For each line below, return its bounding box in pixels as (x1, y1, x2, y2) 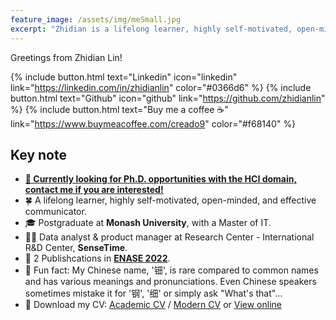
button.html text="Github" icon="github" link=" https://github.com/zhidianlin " (10, 92, 326, 104)
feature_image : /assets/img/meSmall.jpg (10, 14, 182, 25)
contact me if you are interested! (24, 184, 164, 196)
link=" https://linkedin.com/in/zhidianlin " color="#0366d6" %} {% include (10, 81, 312, 93)
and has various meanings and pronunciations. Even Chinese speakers (24, 276, 317, 288)
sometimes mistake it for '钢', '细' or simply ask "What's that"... (24, 287, 283, 300)
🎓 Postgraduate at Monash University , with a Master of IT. (24, 217, 272, 229)
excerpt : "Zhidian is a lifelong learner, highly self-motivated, (10, 24, 293, 34)
